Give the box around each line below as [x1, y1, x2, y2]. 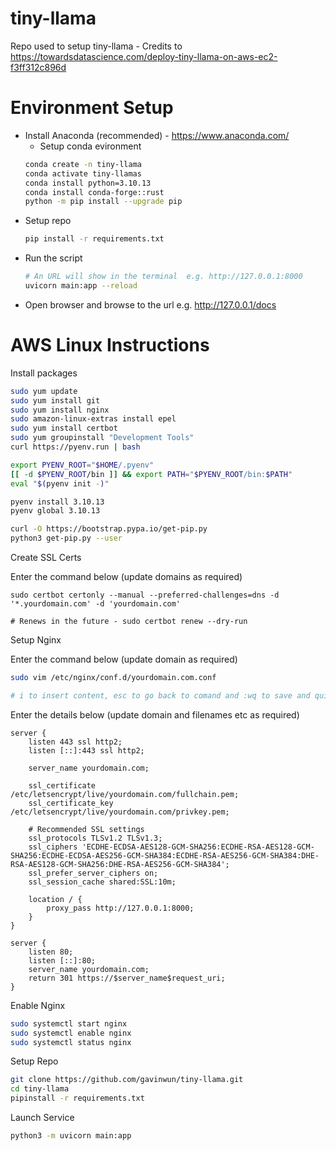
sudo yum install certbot [10, 423, 118, 434]
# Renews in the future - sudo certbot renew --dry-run [10, 617, 248, 627]
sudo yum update [10, 386, 78, 396]
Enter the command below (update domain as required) [10, 653, 238, 666]
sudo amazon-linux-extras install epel [10, 414, 177, 424]
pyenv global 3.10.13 [10, 506, 101, 516]
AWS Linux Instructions [10, 334, 210, 357]
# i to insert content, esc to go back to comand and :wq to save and [10, 690, 311, 701]
